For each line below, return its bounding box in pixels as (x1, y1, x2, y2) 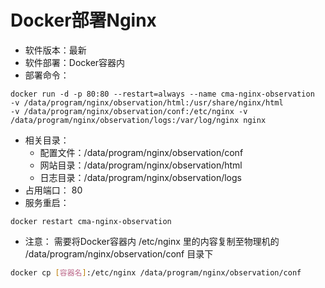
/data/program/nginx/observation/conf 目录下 (24, 247, 214, 260)
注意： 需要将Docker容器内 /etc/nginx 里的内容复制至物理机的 (24, 235, 280, 247)
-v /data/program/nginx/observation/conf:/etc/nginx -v (10, 106, 248, 116)
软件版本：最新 (24, 44, 87, 56)
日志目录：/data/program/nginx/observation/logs (39, 171, 242, 183)
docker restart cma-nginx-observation (10, 216, 172, 226)
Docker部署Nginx (10, 9, 157, 32)
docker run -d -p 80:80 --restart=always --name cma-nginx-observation (10, 89, 315, 99)
